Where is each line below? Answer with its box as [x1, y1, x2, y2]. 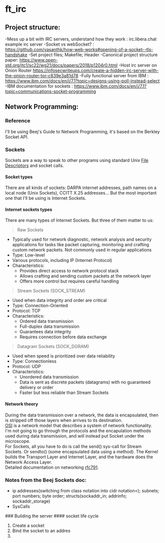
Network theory [5, 401, 38, 407]
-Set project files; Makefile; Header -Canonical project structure [28, 52, 158, 58]
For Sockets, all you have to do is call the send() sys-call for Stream [5, 443, 142, 449]
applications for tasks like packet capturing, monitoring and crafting [12, 242, 149, 248]
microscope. [5, 438, 30, 444]
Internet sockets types [5, 206, 53, 212]
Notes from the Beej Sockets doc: [5, 477, 87, 483]
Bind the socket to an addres [12, 528, 71, 534]
